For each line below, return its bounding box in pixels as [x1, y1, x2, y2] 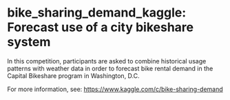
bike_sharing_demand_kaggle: [7, 5, 187, 21]
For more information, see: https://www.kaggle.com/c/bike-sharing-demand [7, 85, 224, 93]
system [7, 34, 51, 50]
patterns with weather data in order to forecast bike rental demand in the [7, 64, 213, 72]
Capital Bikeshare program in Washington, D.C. [7, 71, 140, 80]
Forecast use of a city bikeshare [7, 19, 194, 35]
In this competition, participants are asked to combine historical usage [7, 57, 207, 65]
